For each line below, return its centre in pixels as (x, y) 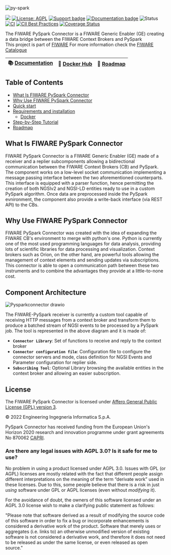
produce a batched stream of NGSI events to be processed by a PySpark (82, 325)
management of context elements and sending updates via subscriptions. (82, 260)
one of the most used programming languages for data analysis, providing (83, 244)
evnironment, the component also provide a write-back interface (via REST (84, 199)
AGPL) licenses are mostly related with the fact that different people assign (84, 474)
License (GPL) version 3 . (31, 407)
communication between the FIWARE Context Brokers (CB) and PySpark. (82, 166)
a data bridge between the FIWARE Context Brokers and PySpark (74, 39)
